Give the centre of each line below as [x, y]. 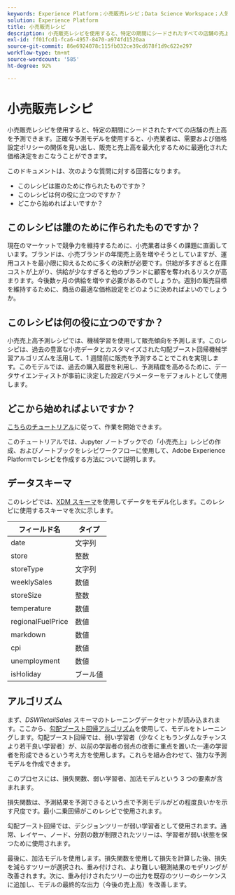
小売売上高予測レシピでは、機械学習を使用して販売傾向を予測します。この [114, 341]
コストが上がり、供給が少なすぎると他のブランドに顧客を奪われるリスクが [114, 272]
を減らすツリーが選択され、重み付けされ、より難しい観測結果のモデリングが [117, 867]
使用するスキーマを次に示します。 [68, 510]
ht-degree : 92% [29, 66]
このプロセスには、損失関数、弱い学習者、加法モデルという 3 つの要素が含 [115, 778]
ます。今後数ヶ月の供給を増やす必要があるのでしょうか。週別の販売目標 [123, 280]
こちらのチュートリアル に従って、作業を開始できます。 [86, 427]
